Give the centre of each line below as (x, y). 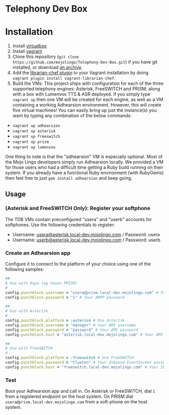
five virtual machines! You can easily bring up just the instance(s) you (84, 110)
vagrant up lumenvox (34, 147)
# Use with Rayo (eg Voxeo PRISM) (41, 283)
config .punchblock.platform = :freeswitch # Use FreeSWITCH (70, 358)
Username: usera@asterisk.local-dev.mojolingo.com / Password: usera (86, 234)
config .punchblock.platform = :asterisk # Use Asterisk (65, 321)
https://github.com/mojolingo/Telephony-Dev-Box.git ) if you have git (85, 62)
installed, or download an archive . (48, 67)
